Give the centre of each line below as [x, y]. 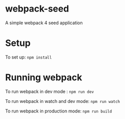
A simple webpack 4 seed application [44, 23]
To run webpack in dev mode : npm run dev [50, 91]
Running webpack [44, 77]
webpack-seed [37, 9]
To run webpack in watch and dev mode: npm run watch [63, 101]
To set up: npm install [28, 57]
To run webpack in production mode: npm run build [58, 111]
